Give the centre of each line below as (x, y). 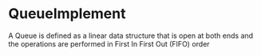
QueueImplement (67, 14)
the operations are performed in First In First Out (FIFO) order (109, 43)
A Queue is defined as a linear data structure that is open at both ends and (131, 35)
